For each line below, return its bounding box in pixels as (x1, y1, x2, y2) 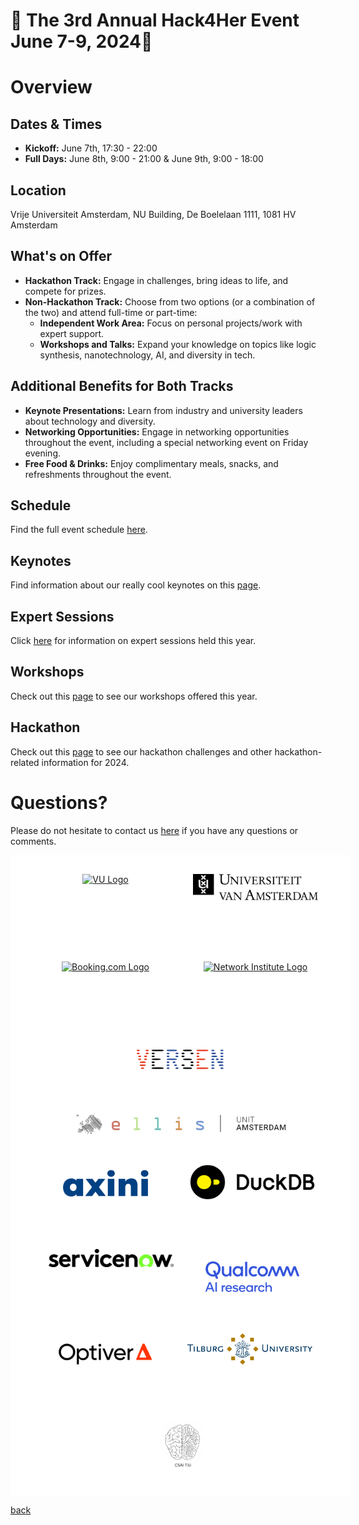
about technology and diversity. (24, 415, 156, 427)
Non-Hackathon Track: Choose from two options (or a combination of (24, 295, 316, 308)
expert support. (39, 327, 105, 339)
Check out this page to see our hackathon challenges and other (10, 745, 273, 758)
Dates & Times (10, 115, 103, 133)
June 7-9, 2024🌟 (10, 30, 153, 53)
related (10, 756, 40, 768)
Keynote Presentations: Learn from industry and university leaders (24, 404, 303, 416)
